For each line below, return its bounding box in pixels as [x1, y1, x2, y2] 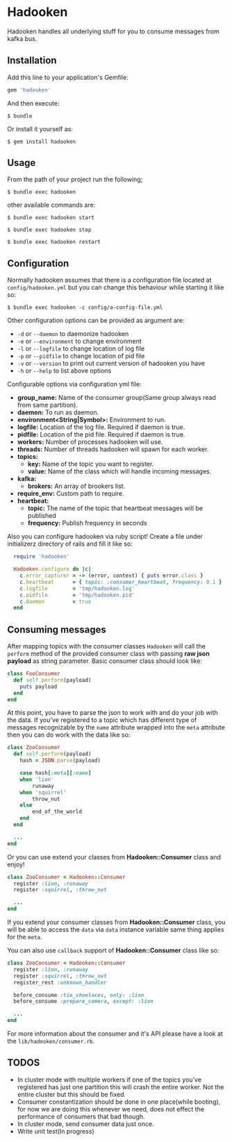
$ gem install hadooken [7, 138, 76, 145]
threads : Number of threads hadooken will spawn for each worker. [17, 445, 209, 453]
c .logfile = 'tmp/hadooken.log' [19, 585, 135, 592]
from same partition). [17, 401, 78, 410]
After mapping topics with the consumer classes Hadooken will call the [7, 642, 206, 650]
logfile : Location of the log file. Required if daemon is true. [17, 423, 185, 431]
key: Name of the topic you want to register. [27, 460, 154, 469]
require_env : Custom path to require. [17, 489, 124, 498]
